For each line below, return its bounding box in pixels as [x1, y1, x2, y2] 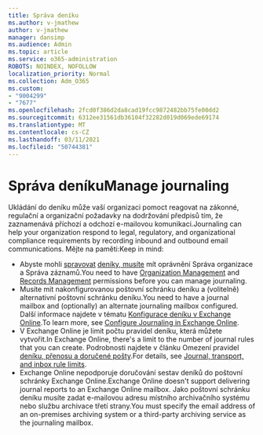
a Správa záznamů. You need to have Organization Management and [19, 268, 240, 277]
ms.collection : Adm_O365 [8, 77, 89, 85]
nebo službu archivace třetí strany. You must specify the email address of [19, 401, 256, 411]
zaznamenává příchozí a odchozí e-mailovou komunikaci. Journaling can [8, 219, 242, 228]
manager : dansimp [8, 33, 65, 42]
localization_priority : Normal [8, 70, 111, 78]
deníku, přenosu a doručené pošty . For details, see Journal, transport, [19, 351, 244, 361]
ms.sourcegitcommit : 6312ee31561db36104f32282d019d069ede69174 [8, 114, 220, 122]
